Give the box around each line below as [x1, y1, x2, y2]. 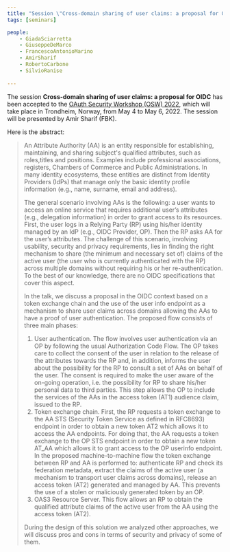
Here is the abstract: [7, 128, 65, 136]
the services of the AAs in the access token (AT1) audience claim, [34, 393, 219, 401]
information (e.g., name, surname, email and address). [23, 185, 177, 193]
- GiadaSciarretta [19, 35, 72, 42]
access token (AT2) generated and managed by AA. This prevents [34, 481, 220, 489]
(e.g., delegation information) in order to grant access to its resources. [23, 212, 222, 221]
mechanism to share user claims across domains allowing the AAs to [23, 307, 218, 315]
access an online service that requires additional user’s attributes [23, 206, 208, 214]
